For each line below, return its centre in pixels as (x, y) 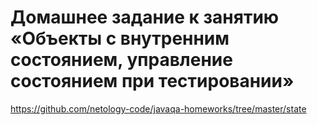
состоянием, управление (121, 60)
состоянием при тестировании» (152, 81)
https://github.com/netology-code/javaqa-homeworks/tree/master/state (158, 108)
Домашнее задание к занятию (145, 17)
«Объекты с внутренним (120, 38)
